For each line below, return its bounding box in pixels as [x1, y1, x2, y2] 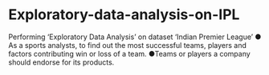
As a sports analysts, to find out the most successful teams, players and [8, 40, 247, 49]
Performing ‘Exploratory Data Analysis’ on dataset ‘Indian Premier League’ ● [8, 32, 262, 41]
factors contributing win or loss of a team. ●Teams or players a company [8, 49, 251, 58]
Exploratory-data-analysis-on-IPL [8, 6, 240, 24]
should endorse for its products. [8, 57, 115, 67]
